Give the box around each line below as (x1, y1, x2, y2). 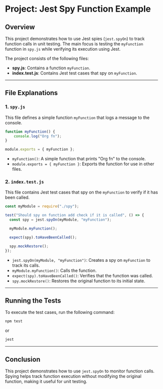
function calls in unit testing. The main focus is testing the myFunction (5, 41, 144, 47)
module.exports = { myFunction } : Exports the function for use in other (12, 161, 154, 167)
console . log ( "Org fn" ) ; (14, 134, 62, 138)
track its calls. (12, 262, 40, 268)
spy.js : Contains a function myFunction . (12, 65, 91, 71)
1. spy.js (5, 103, 26, 110)
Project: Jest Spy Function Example (5, 3, 151, 15)
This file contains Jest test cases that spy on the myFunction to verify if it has (5, 189, 158, 195)
